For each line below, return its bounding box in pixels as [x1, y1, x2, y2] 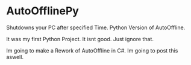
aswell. [6, 53, 24, 60]
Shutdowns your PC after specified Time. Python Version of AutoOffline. [6, 24, 186, 31]
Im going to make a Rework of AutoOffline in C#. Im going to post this [6, 47, 178, 54]
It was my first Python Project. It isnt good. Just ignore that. [6, 35, 154, 42]
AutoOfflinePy [6, 4, 80, 18]
